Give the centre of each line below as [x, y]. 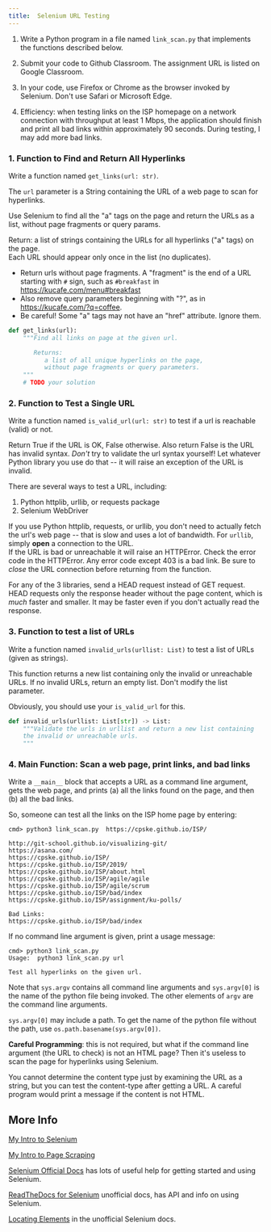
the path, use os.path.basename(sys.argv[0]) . [85, 1029]
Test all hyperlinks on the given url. [75, 973]
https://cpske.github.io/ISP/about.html [77, 872]
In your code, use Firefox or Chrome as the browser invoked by [125, 87]
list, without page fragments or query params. [85, 224]
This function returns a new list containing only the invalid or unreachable [130, 673]
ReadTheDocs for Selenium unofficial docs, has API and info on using [124, 1195]
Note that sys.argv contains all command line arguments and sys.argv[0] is [134, 987]
